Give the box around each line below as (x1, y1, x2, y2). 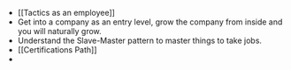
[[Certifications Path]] (17, 45, 97, 55)
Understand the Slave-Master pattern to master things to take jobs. (17, 35, 263, 45)
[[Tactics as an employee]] (17, 8, 115, 17)
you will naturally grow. (17, 26, 102, 36)
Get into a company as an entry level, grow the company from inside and (17, 17, 283, 27)
